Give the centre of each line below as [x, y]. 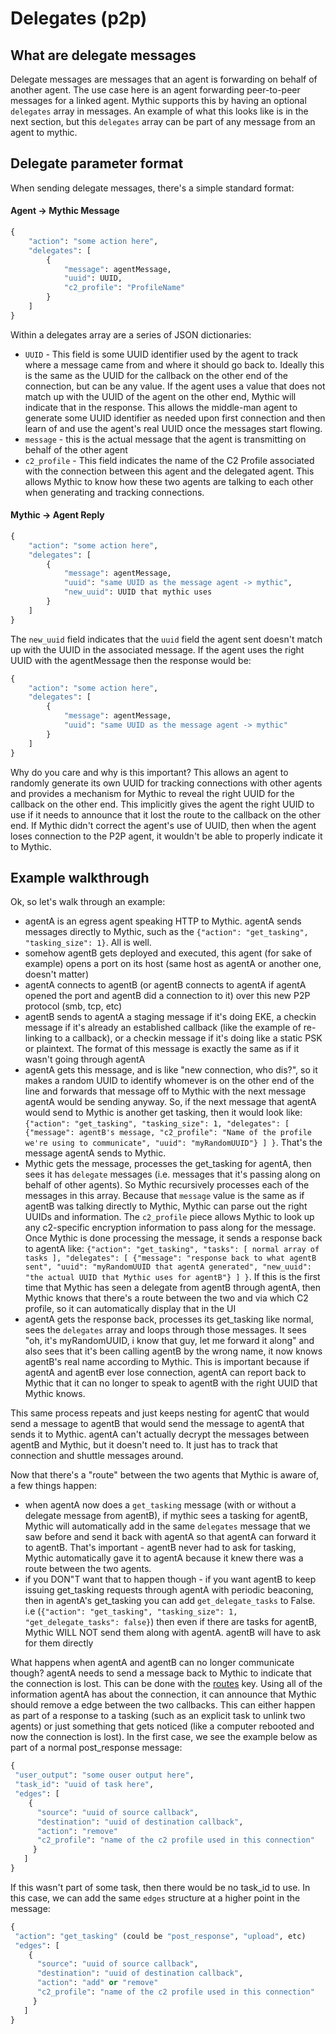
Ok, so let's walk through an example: [88, 902]
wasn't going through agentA [85, 1059]
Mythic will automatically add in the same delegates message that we [167, 1526]
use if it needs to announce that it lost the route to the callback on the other [165, 814]
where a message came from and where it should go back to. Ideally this [174, 364]
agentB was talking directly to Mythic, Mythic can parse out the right [166, 1206]
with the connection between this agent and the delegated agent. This [169, 471]
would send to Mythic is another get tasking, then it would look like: [163, 1113]
